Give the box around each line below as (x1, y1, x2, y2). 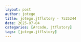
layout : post (5, 7, 31, 12)
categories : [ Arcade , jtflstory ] (5, 25, 72, 30)
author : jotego (5, 12, 36, 16)
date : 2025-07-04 (5, 20, 40, 26)
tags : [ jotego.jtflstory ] (5, 29, 57, 34)
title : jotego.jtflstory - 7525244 (5, 16, 77, 21)
